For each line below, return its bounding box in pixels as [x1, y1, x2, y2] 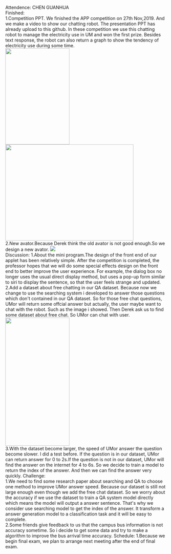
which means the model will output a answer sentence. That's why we [5, 500, 154, 506]
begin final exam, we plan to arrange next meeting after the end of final [5, 538, 155, 544]
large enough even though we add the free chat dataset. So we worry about [5, 489, 165, 495]
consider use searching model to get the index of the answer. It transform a [5, 505, 164, 511]
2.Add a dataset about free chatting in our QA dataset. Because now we [5, 285, 157, 290]
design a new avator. [5, 246, 50, 252]
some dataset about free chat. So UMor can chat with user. [5, 312, 130, 318]
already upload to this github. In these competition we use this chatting [5, 26, 155, 32]
